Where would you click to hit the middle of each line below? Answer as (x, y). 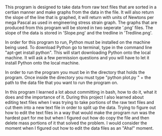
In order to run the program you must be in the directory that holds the (75, 72)
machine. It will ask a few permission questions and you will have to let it (77, 58)
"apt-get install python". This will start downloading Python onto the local (78, 52)
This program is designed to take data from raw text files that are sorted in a (81, 7)
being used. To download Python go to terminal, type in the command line (79, 47)
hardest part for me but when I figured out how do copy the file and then (77, 118)
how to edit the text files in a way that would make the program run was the (80, 113)
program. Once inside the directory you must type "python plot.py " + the (78, 77)
